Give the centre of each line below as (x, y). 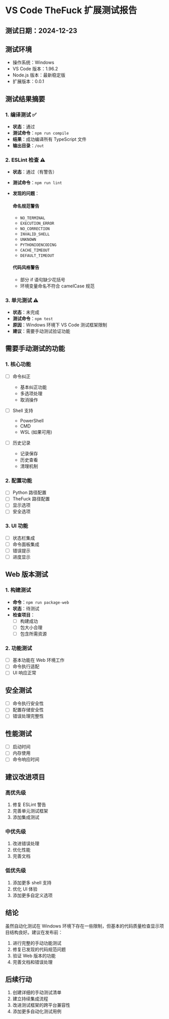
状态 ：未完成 (26, 312)
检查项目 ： (24, 615)
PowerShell (32, 420)
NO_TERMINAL (33, 218)
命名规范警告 (26, 206)
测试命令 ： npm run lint (37, 183)
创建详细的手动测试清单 (37, 993)
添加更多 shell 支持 (32, 882)
